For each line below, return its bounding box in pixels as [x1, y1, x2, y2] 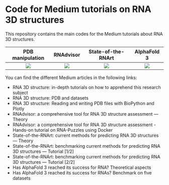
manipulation [12, 54, 45, 61]
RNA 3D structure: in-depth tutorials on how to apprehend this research [12, 84, 161, 90]
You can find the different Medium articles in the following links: [5, 74, 137, 80]
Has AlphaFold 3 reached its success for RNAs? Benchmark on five [12, 169, 152, 175]
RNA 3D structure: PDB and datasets [12, 95, 89, 101]
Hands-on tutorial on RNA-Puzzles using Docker [12, 127, 113, 133]
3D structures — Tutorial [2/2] [12, 159, 75, 165]
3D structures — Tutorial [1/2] [12, 148, 74, 154]
